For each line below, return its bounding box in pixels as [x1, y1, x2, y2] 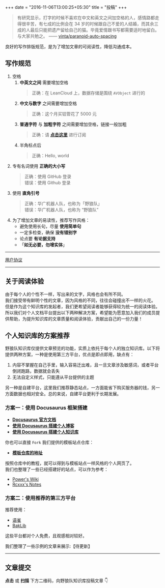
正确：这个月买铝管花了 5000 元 [31, 111, 97, 117]
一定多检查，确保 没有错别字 [19, 229, 77, 235]
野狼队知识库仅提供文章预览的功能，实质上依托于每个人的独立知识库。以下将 [5, 346, 160, 352]
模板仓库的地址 [12, 449, 43, 456]
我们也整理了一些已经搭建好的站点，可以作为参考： [5, 466, 109, 472]
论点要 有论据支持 [19, 235, 55, 241]
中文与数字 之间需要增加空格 [19, 100, 77, 106]
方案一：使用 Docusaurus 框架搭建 [5, 405, 87, 412]
